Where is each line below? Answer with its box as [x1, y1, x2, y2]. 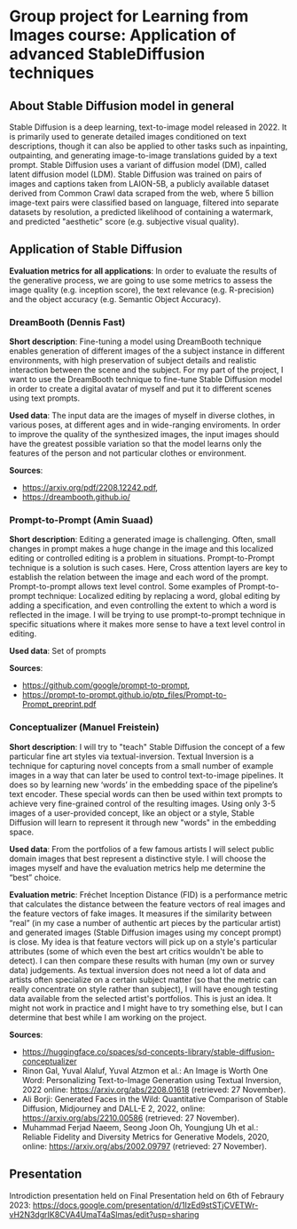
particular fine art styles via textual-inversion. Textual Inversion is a [9, 751, 254, 762]
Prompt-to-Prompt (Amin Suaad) [9, 514, 153, 526]
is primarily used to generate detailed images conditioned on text [9, 132, 246, 141]
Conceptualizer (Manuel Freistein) [9, 722, 160, 734]
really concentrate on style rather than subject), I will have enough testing [9, 984, 278, 994]
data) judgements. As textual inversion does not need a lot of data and [9, 964, 266, 975]
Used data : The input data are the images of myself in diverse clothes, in [9, 411, 276, 421]
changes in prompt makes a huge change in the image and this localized [9, 544, 274, 555]
